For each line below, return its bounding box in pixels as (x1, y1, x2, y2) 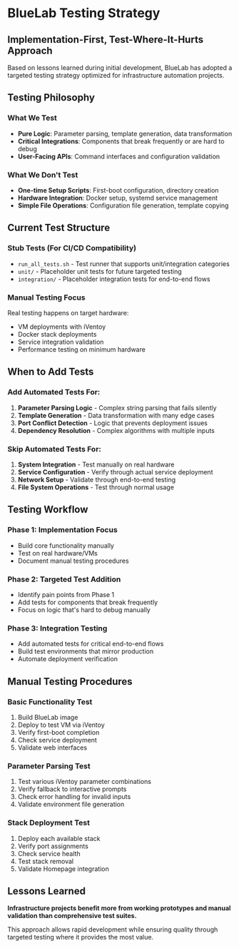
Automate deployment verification (17, 655, 118, 663)
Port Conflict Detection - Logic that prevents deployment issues (17, 419, 208, 427)
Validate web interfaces (17, 743, 88, 752)
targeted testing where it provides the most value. (7, 933, 154, 942)
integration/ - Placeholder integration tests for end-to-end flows (17, 275, 210, 283)
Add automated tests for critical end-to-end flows (17, 640, 164, 648)
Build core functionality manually (17, 541, 114, 550)
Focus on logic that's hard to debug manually (17, 605, 151, 614)
